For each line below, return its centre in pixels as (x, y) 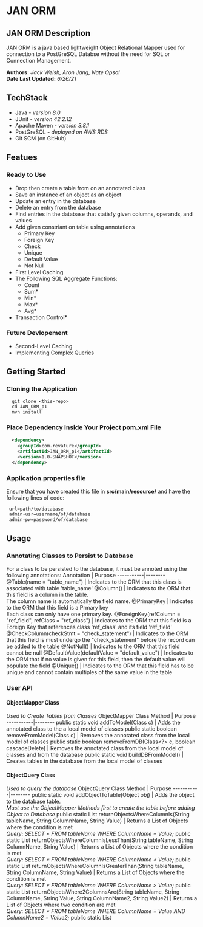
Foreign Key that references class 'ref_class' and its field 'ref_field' (89, 627)
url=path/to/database (36, 509)
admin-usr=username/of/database (50, 514)
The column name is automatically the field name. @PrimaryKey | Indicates (100, 601)
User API (19, 688)
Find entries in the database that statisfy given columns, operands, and (104, 214)
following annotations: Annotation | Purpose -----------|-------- (86, 576)
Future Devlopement (37, 333)
